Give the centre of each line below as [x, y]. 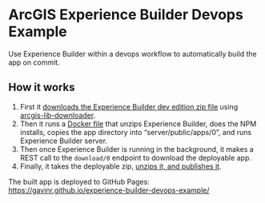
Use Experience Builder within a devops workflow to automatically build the [133, 54]
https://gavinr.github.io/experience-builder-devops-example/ [109, 190]
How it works [42, 88]
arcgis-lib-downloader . [58, 115]
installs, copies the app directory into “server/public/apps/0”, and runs [136, 132]
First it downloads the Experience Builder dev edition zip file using [129, 106]
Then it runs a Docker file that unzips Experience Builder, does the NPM [138, 123]
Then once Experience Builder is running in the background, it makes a [137, 149]
